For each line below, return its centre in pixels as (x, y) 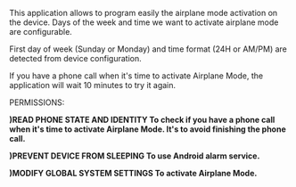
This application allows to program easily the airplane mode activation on (144, 13)
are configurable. (41, 32)
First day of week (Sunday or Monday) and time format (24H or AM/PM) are (148, 49)
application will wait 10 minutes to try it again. (93, 85)
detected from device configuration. (75, 58)
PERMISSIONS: (37, 102)
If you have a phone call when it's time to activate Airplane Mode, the (136, 76)
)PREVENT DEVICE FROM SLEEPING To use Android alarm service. (135, 156)
